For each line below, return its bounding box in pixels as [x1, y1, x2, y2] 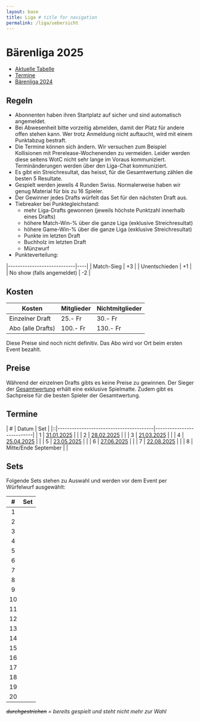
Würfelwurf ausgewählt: [6, 483, 66, 491]
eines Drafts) [23, 213, 56, 220]
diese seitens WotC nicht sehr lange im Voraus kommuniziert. [14, 156, 166, 163]
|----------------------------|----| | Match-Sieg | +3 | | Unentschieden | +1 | [6, 263, 192, 270]
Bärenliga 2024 [14, 78, 53, 86]
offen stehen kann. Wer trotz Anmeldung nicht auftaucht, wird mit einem [14, 130, 193, 138]
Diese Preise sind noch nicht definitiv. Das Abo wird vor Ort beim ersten [6, 339, 183, 346]
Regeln [6, 95, 33, 105]
